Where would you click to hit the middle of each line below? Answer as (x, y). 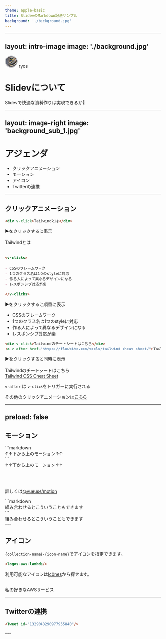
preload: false (27, 417)
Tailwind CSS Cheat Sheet (32, 376)
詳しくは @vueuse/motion (31, 491)
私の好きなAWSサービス (30, 589)
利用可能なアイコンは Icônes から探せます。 (48, 574)
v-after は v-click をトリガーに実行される (48, 386)
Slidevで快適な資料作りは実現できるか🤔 (45, 103)
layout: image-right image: (47, 123)
